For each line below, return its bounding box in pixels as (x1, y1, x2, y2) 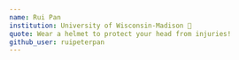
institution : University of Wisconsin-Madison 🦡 (9, 21, 192, 30)
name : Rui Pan (9, 12, 62, 22)
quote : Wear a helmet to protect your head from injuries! (9, 29, 232, 38)
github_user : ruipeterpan (9, 37, 104, 47)
